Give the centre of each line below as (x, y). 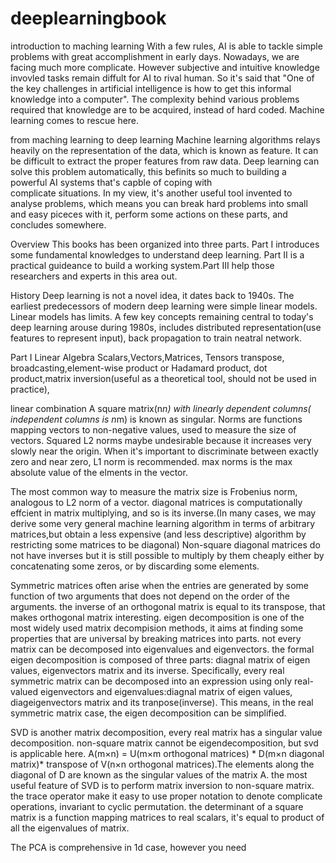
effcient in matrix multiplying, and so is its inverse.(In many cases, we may (163, 513)
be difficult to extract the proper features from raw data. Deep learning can (165, 161)
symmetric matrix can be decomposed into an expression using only (151, 681)
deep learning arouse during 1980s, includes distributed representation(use (166, 327)
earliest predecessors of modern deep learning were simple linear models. (164, 306)
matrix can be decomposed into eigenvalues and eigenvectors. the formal (162, 649)
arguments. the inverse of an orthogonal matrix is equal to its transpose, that (168, 606)
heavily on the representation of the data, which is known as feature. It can (164, 150)
